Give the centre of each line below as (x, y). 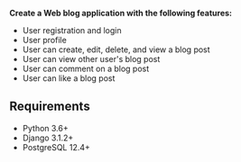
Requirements (50, 107)
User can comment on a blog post (86, 68)
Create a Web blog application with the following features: (121, 13)
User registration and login (72, 30)
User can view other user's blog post (91, 59)
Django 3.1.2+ (48, 138)
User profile (45, 40)
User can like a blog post (69, 78)
